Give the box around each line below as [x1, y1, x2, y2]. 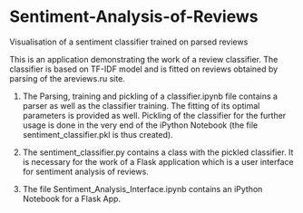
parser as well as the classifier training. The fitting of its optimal [22, 100, 260, 111]
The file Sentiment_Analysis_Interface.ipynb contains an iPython [22, 183, 263, 194]
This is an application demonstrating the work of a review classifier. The [9, 53, 279, 64]
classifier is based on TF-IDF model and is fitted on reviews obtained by [9, 63, 279, 74]
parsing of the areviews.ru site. [9, 73, 125, 83]
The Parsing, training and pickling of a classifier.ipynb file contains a [22, 91, 279, 102]
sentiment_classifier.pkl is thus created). [22, 129, 174, 140]
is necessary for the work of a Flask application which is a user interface [22, 156, 294, 167]
